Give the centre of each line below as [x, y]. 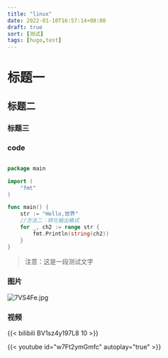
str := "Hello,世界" [49, 214]
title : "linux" [30, 14]
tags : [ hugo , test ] [34, 40]
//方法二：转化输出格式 [50, 221]
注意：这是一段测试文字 [59, 261]
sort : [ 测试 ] [26, 34]
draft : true [25, 27]
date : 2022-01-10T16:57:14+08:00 [57, 21]
